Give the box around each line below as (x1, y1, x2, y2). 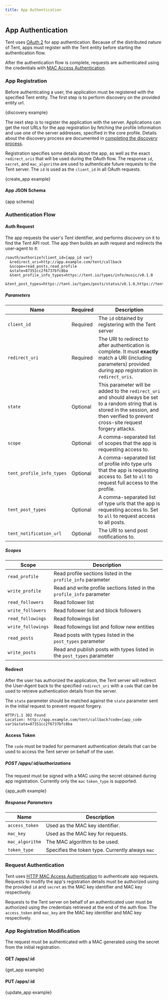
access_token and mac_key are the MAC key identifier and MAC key (5, 910, 141, 916)
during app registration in (98, 367, 158, 374)
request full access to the (98, 479, 158, 486)
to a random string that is (98, 400, 157, 407)
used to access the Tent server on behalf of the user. (5, 749, 114, 755)
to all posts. (98, 519, 125, 526)
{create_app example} (5, 176, 51, 182)
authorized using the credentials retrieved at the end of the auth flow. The (5, 904, 157, 910)
